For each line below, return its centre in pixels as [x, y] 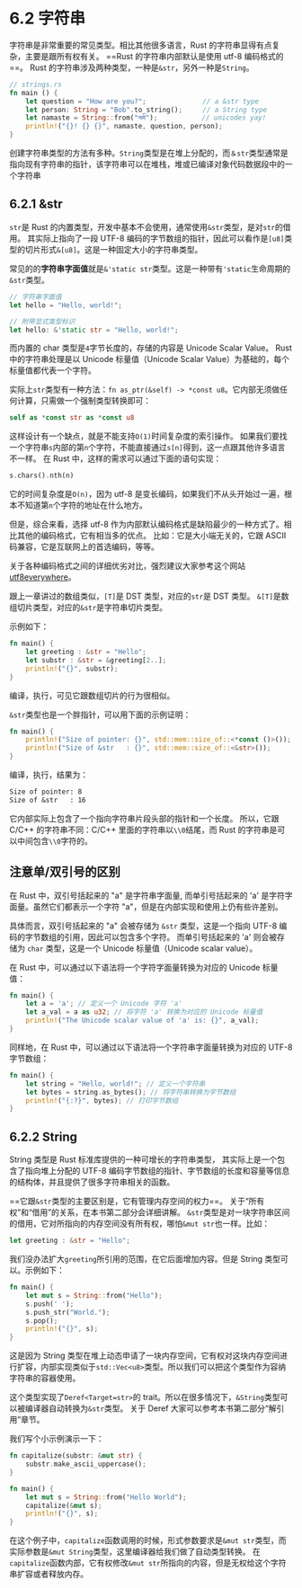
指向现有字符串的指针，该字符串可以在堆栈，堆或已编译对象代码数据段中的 [147, 164]
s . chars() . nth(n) [42, 476]
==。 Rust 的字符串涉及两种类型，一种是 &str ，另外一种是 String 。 [132, 67]
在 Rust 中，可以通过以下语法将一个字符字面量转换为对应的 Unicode [135, 967]
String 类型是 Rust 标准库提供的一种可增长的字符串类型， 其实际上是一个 [143, 1159]
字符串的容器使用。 [45, 1378]
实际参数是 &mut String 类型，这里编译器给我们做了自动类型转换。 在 [135, 1552]
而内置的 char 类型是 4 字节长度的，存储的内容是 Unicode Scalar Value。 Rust [151, 348]
